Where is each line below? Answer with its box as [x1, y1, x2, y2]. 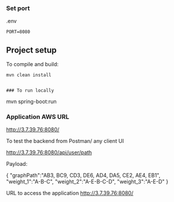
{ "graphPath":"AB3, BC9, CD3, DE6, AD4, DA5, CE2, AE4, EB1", [6, 172, 161, 179]
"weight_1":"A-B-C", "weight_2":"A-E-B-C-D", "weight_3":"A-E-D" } [6, 178, 169, 185]
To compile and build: [6, 61, 59, 68]
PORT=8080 [6, 29, 31, 35]
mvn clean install [6, 72, 51, 78]
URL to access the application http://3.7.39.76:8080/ [6, 190, 134, 197]
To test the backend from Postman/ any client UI [6, 138, 124, 145]
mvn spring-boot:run [6, 98, 57, 105]
